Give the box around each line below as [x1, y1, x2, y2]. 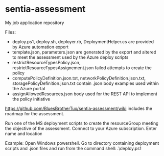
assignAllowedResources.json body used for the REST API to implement [12, 91, 158, 97]
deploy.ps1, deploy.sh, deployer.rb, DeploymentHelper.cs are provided [12, 38, 154, 45]
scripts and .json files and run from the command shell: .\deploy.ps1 [5, 145, 142, 151]
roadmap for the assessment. [5, 110, 65, 116]
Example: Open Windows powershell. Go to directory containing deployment [5, 140, 159, 146]
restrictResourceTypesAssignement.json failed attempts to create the [12, 65, 152, 71]
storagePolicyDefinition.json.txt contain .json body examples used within [12, 80, 159, 86]
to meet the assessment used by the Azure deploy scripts [12, 54, 129, 60]
